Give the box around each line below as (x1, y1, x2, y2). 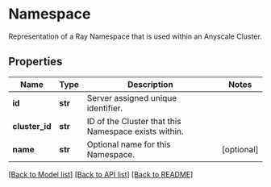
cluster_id (12, 120, 52, 131)
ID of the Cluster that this (86, 115, 181, 127)
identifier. (86, 102, 123, 114)
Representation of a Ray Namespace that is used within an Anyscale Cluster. (8, 31, 262, 41)
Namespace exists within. (86, 126, 184, 137)
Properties (8, 55, 63, 69)
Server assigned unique (86, 92, 177, 103)
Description (127, 78, 173, 89)
